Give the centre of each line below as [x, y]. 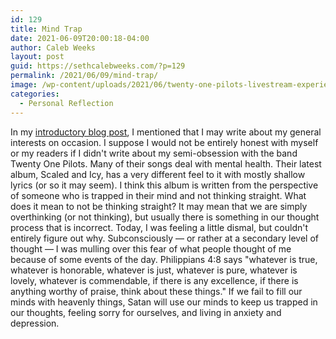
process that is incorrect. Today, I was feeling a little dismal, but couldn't [159, 227]
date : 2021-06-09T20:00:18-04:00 [80, 38]
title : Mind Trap [46, 29]
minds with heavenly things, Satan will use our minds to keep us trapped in [164, 302]
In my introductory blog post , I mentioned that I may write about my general [166, 132]
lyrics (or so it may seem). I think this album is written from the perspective [164, 185]
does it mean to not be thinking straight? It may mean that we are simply [159, 206]
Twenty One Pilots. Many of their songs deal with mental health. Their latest [166, 163]
